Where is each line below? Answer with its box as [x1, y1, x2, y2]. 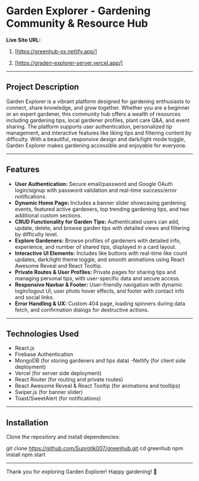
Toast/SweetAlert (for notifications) [14, 395, 101, 402]
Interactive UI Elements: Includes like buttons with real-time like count [14, 249, 188, 256]
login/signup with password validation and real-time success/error [14, 187, 177, 194]
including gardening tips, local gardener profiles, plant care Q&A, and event [6, 117, 190, 124]
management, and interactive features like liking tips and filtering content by [6, 129, 192, 136]
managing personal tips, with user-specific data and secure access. [14, 274, 181, 282]
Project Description [6, 82, 79, 92]
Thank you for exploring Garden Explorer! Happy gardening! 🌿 [6, 468, 158, 475]
